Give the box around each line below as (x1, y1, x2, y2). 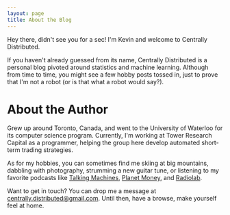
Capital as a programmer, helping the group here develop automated (7, 138, 201, 147)
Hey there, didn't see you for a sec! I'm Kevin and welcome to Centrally (7, 35, 207, 43)
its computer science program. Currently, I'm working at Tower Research (7, 131, 212, 140)
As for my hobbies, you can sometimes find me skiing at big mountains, (7, 159, 209, 168)
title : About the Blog (7, 16, 72, 23)
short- (201, 138, 219, 147)
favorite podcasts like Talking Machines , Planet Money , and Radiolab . (7, 174, 203, 182)
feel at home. (7, 201, 44, 210)
